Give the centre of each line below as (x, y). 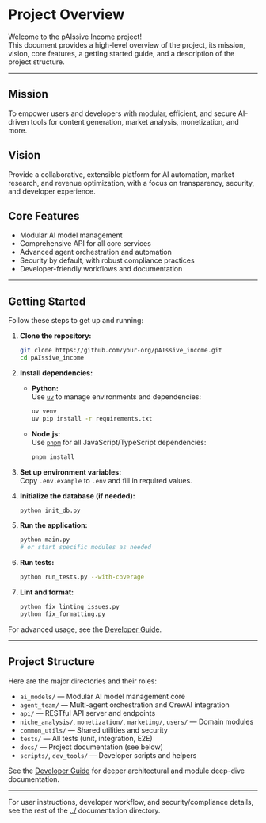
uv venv (44, 411)
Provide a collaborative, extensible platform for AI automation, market (122, 174)
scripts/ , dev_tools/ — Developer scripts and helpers (108, 755)
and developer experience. (52, 191)
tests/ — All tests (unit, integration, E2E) (86, 738)
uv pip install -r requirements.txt (92, 418)
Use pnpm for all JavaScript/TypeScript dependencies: (119, 442)
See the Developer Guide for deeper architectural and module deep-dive (127, 771)
